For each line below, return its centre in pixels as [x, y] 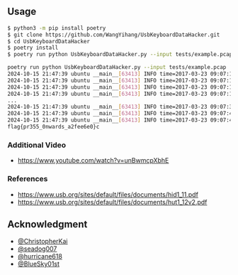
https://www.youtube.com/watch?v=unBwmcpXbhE [93, 161]
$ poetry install [33, 48]
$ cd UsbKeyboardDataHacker [49, 41]
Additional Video [37, 145]
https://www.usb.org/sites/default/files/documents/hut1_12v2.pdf [112, 202]
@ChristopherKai [43, 242]
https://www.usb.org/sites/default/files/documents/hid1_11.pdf [108, 194]
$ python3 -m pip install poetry [57, 28]
